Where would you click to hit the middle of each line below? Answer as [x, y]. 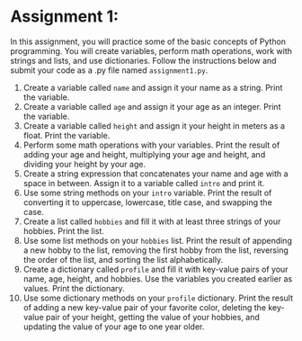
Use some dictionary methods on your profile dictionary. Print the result [158, 298]
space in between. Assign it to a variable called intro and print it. [144, 183]
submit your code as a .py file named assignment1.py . [109, 70]
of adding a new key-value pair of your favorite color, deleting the [145, 307]
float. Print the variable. [67, 135]
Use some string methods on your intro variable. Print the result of [147, 193]
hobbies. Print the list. [63, 230]
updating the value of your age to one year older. [114, 327]
